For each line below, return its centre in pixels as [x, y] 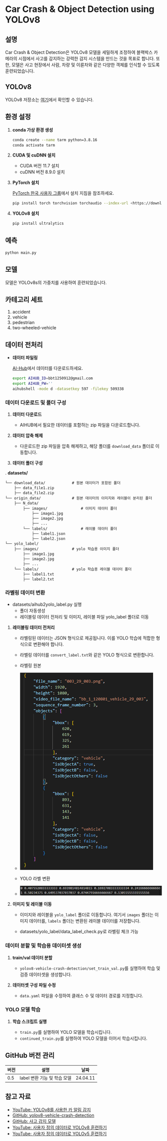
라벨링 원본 [30, 665]
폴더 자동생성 [33, 611]
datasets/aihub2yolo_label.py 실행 [47, 605]
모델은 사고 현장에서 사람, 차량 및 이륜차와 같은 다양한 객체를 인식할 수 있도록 [86, 65]
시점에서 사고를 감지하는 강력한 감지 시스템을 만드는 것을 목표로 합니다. [86, 59]
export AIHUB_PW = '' [33, 384]
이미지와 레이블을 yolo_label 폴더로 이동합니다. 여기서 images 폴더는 [87, 915]
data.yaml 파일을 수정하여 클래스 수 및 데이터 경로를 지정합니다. [81, 995]
